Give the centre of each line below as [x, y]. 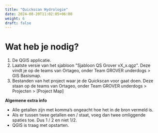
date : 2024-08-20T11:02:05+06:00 [39, 14]
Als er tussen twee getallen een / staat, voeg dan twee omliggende [79, 115]
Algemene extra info [26, 101]
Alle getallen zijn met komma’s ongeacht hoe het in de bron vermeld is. [83, 110]
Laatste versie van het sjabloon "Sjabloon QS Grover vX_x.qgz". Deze [81, 65]
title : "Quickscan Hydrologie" [37, 9]
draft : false [18, 23]
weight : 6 [15, 18]
